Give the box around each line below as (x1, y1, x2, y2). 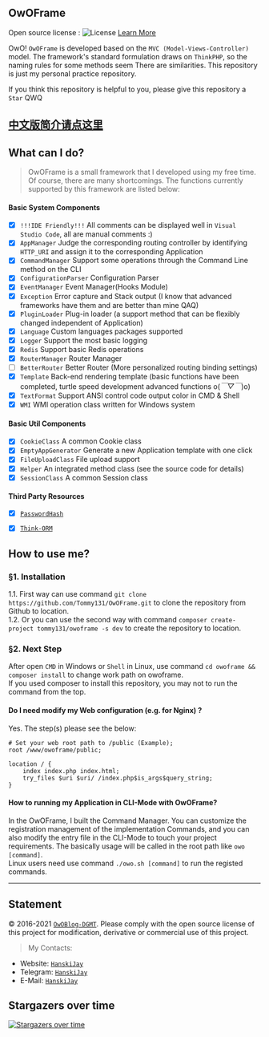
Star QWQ (8, 92, 42, 103)
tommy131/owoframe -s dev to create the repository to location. (37, 623, 242, 633)
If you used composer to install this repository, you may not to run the (8, 679, 238, 688)
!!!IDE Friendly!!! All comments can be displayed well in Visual (19, 221, 236, 230)
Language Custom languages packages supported (19, 326, 183, 336)
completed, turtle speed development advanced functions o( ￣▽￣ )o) (19, 382, 251, 391)
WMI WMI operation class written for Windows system (19, 400, 195, 410)
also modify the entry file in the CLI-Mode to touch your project (8, 832, 218, 842)
